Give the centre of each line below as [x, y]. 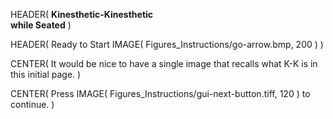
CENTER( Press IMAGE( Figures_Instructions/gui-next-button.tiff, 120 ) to [160, 93]
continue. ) [32, 104]
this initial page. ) [46, 74]
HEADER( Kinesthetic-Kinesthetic [82, 14]
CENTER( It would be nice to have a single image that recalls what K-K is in [164, 63]
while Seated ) [41, 25]
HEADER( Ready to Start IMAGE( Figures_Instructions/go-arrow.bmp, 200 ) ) [167, 44]
